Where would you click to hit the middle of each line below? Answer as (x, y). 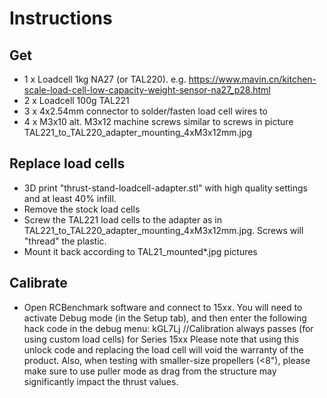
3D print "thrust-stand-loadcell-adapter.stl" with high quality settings (165, 188)
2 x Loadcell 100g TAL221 (76, 100)
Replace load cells (67, 163)
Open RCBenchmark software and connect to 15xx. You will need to (163, 307)
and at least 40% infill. (70, 198)
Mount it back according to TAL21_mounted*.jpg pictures (140, 251)
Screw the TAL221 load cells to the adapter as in (123, 219)
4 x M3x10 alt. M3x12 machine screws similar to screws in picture (158, 121)
